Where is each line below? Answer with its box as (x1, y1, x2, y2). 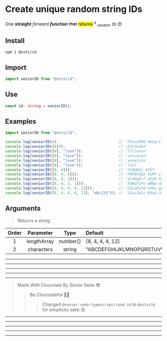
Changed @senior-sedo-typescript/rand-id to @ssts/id (42, 301, 156, 307)
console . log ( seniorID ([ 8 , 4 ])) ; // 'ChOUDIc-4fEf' (5, 167, 157, 172)
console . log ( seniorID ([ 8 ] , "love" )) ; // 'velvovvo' (5, 153, 148, 158)
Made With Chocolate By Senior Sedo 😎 (17, 282, 101, 288)
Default (85, 229, 104, 236)
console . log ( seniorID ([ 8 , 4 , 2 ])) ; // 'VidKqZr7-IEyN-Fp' (5, 176, 166, 181)
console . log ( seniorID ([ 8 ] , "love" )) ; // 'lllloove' (5, 149, 148, 154)
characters (27, 246, 53, 253)
